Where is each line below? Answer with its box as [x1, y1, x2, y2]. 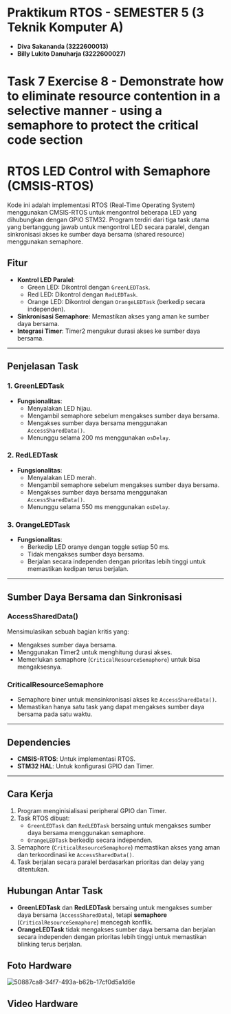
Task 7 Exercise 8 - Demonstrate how [7, 74, 224, 89]
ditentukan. [16, 865, 49, 873]
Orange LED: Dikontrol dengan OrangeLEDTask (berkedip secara [27, 297, 206, 305]
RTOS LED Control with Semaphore [7, 164, 211, 180]
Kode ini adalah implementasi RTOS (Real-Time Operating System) [7, 201, 195, 209]
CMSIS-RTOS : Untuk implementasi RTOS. [16, 755, 136, 763]
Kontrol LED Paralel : [16, 275, 76, 283]
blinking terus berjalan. [16, 940, 82, 948]
